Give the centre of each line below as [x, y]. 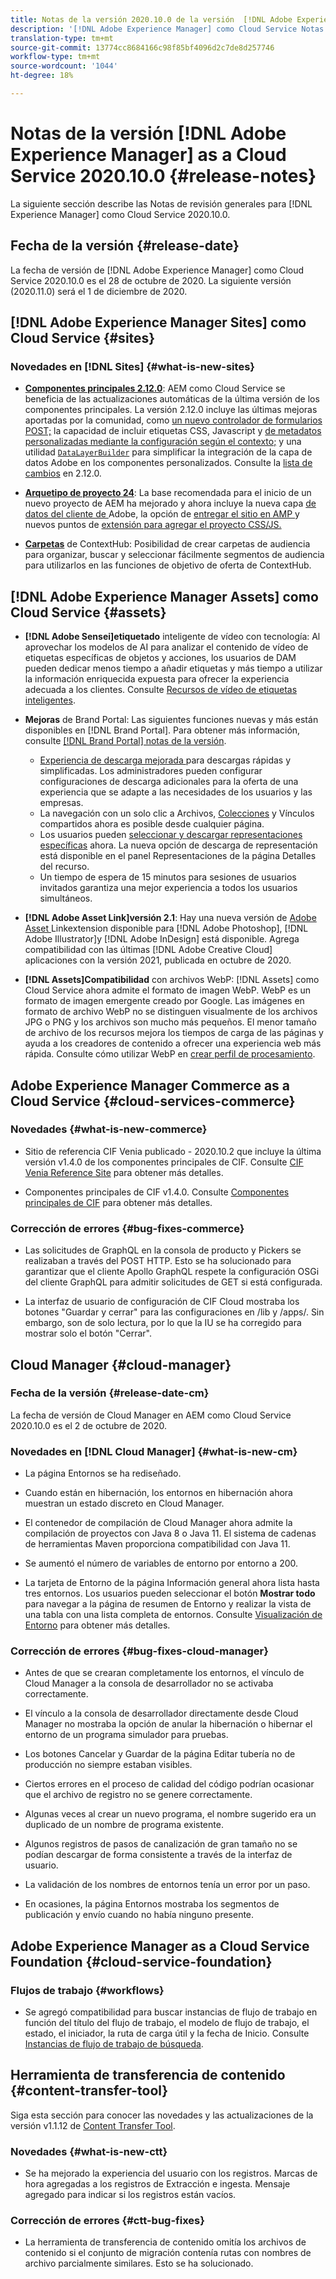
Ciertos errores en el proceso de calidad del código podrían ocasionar [169, 1784]
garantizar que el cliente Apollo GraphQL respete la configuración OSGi [172, 1272]
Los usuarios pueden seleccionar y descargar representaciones [171, 835]
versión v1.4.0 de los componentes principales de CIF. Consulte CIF [164, 1162]
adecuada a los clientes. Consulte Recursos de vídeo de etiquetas [161, 690]
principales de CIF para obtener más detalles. [118, 1202]
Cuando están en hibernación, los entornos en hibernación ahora [158, 1493]
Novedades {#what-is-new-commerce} [109, 1129]
